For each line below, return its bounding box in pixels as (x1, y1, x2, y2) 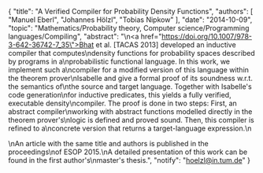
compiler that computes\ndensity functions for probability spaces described (8, 49, 255, 57)
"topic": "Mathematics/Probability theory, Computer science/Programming (8, 24, 250, 32)
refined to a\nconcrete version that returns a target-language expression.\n (8, 123, 252, 133)
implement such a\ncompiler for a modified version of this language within (8, 65, 250, 74)
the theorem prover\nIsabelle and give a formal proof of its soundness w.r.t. (8, 74, 254, 83)
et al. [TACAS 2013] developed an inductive (95, 40, 236, 50)
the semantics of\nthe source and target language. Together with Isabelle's (8, 82, 252, 91)
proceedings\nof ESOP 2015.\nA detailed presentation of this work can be (8, 147, 248, 156)
